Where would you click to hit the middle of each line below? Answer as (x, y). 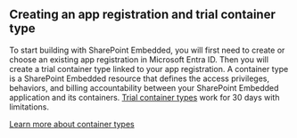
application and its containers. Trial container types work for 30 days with (144, 97)
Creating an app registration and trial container (143, 15)
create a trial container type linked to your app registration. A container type (149, 69)
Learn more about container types (72, 124)
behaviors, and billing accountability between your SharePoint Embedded (144, 87)
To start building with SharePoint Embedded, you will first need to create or (147, 50)
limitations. (29, 107)
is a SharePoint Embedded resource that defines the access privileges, (140, 78)
